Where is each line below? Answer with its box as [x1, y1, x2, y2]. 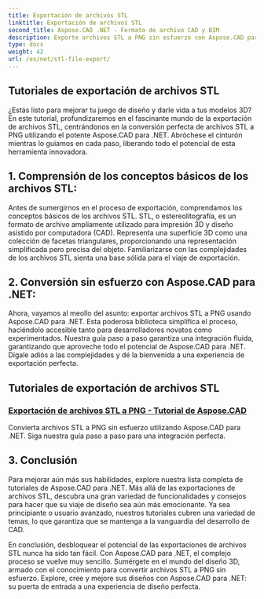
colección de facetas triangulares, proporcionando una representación [8, 236, 237, 246]
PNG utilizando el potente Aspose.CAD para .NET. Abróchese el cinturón [8, 130, 243, 140]
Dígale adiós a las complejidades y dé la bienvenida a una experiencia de [8, 350, 245, 360]
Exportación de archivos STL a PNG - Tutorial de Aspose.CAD [8, 405, 247, 416]
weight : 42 [8, 48, 44, 56]
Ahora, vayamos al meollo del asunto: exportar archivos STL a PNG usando [8, 309, 251, 318]
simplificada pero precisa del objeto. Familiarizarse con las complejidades [8, 244, 247, 254]
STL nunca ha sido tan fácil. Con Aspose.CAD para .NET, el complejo [8, 548, 232, 557]
